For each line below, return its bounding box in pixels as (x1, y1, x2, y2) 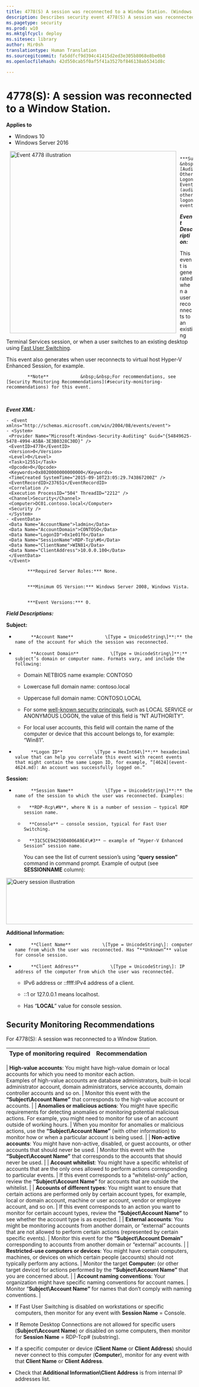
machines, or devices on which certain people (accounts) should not (6, 1254, 174, 1261)
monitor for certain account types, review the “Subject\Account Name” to (6, 1209, 188, 1217)
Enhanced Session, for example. (6, 362, 85, 369)
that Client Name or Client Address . (14, 1358, 104, 1365)
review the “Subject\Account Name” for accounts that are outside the (6, 1178, 179, 1185)
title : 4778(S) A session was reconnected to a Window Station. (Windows (6, 8, 192, 15)
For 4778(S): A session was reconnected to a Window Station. (6, 1035, 158, 1042)
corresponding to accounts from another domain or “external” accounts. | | (6, 1241, 189, 1248)
